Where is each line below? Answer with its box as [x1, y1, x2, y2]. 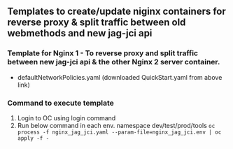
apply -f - [17, 134, 50, 142]
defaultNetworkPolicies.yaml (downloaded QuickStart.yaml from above [17, 73, 223, 81]
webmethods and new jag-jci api [7, 27, 153, 39]
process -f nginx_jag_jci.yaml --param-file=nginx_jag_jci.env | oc [17, 129, 222, 136]
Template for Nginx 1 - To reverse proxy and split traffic [7, 48, 198, 58]
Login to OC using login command [17, 113, 116, 122]
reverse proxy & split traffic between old [7, 17, 186, 29]
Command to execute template [7, 98, 114, 108]
